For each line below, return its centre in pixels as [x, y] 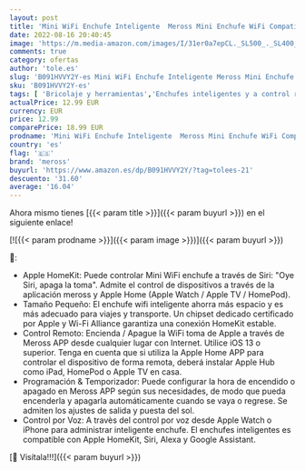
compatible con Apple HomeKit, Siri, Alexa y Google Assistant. [139, 440]
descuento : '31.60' [46, 178]
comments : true [38, 52]
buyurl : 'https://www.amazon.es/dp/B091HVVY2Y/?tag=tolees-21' [132, 170]
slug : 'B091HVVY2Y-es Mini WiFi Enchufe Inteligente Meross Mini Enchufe [152, 77]
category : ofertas [44, 60]
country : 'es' [36, 145]
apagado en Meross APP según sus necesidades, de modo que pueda [154, 391]
